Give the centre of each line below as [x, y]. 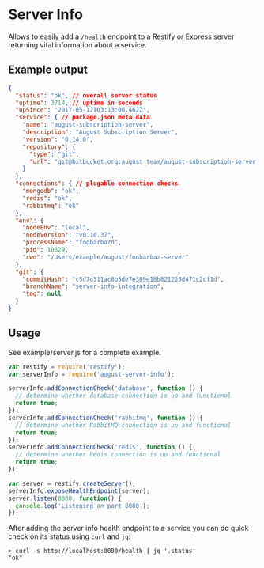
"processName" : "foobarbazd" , [72, 243]
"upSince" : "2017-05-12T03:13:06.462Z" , [83, 110]
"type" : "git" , [54, 154]
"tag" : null [42, 294]
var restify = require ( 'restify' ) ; [67, 367]
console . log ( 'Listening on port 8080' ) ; [83, 506]
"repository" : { [49, 147]
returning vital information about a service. [78, 44]
